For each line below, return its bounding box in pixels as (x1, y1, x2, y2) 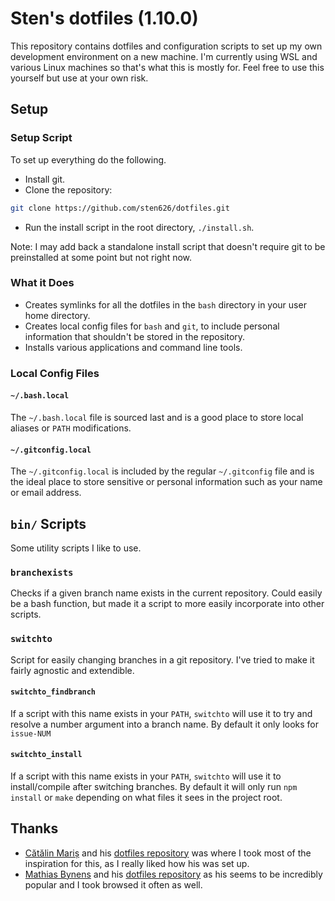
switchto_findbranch (10, 687, 97, 697)
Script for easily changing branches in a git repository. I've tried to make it (10, 653, 315, 666)
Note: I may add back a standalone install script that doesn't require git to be (10, 240, 326, 252)
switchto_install (10, 750, 83, 760)
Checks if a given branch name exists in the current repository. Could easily (10, 587, 323, 599)
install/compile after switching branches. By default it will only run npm (10, 780, 298, 792)
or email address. (10, 487, 82, 499)
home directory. (24, 309, 91, 321)
